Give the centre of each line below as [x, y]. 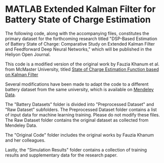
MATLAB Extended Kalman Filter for [81, 9]
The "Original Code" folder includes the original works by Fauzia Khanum [80, 135]
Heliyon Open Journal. [28, 54]
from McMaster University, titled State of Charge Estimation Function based [82, 69]
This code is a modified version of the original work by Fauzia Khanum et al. [82, 64]
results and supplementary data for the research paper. [61, 155]
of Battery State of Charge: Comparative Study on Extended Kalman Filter [80, 44]
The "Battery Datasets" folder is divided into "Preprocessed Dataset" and [80, 104]
